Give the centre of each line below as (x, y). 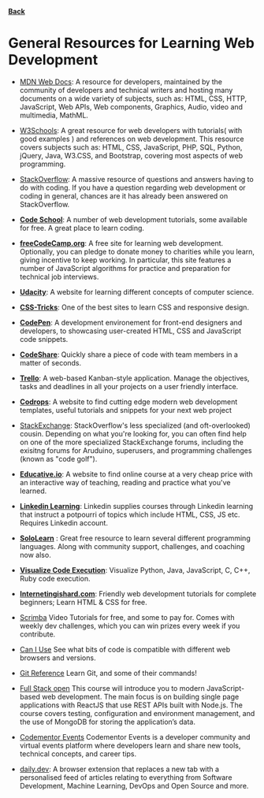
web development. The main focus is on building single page (141, 696)
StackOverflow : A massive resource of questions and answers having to (136, 179)
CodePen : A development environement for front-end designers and (131, 322)
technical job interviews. (59, 277)
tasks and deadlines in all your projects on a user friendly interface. (129, 386)
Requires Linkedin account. (64, 522)
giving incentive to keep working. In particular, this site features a (125, 260)
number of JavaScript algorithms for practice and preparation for (125, 268)
